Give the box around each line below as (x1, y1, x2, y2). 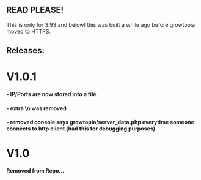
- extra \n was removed (6, 104, 67, 112)
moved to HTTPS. (6, 28, 51, 35)
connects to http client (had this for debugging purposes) (6, 125, 156, 132)
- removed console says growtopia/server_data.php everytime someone (6, 119, 194, 126)
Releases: (6, 45, 45, 56)
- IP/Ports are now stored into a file (6, 90, 97, 97)
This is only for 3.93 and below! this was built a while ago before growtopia (6, 21, 196, 28)
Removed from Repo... (6, 167, 65, 174)
